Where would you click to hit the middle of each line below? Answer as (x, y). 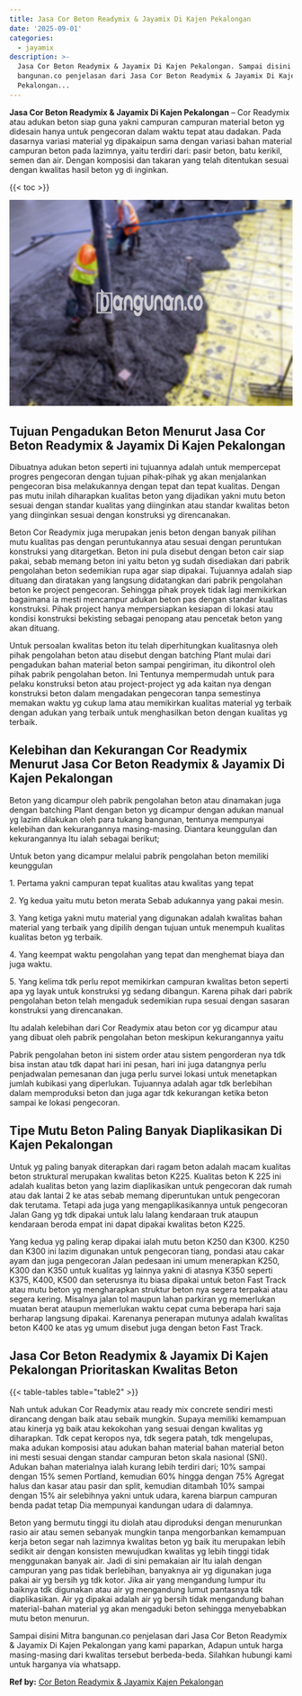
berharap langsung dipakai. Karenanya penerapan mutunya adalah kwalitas (149, 1318)
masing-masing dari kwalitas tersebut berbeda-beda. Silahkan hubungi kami (151, 1655)
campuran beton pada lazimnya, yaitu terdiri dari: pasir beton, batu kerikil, (146, 150)
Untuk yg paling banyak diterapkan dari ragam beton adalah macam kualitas (150, 1166)
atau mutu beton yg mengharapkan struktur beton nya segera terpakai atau (148, 1289)
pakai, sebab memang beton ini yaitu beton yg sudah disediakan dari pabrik (150, 561)
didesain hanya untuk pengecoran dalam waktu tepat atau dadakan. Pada (145, 132)
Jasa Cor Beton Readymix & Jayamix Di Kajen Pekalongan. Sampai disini (155, 67)
